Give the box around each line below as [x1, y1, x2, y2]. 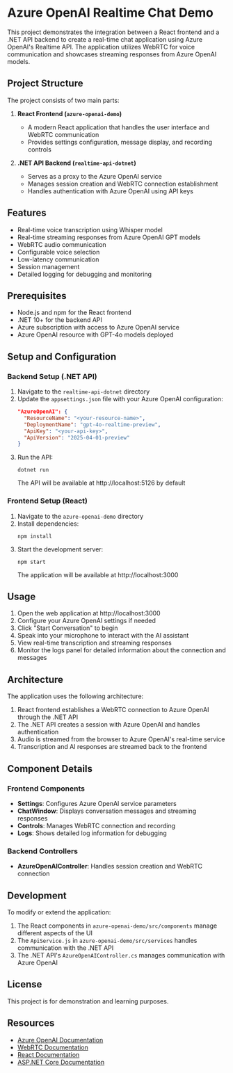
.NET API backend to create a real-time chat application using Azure [7, 35, 203, 43]
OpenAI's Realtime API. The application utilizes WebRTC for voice [7, 42, 195, 51]
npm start [17, 558, 47, 565]
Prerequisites [7, 290, 67, 302]
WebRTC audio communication [17, 240, 106, 248]
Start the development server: [17, 544, 104, 554]
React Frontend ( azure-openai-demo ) [17, 109, 122, 118]
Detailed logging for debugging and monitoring [17, 270, 152, 278]
